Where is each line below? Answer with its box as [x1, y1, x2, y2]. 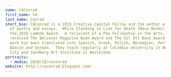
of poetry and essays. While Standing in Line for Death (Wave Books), [10, 26, 167, 31]
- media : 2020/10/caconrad [10, 59, 67, 64]
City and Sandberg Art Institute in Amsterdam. [10, 50, 113, 55]
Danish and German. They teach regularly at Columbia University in [10, 45, 160, 50]
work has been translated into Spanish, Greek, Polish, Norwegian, [10, 41, 156, 46]
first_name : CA [5, 12, 38, 17]
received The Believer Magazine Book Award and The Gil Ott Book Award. [10, 36, 167, 41]
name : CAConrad [5, 7, 38, 13]
